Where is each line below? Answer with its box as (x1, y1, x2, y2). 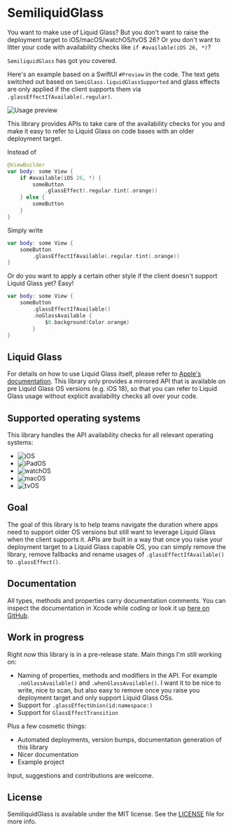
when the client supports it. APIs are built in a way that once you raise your (7, 535, 223, 544)
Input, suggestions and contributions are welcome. (7, 771, 154, 779)
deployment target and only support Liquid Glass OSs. (17, 693, 174, 702)
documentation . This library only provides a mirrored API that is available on (7, 377, 226, 385)
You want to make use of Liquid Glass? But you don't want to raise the (7, 28, 209, 36)
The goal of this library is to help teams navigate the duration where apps (7, 520, 218, 529)
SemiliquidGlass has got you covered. (7, 56, 118, 64)
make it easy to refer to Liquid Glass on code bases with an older (7, 127, 195, 135)
